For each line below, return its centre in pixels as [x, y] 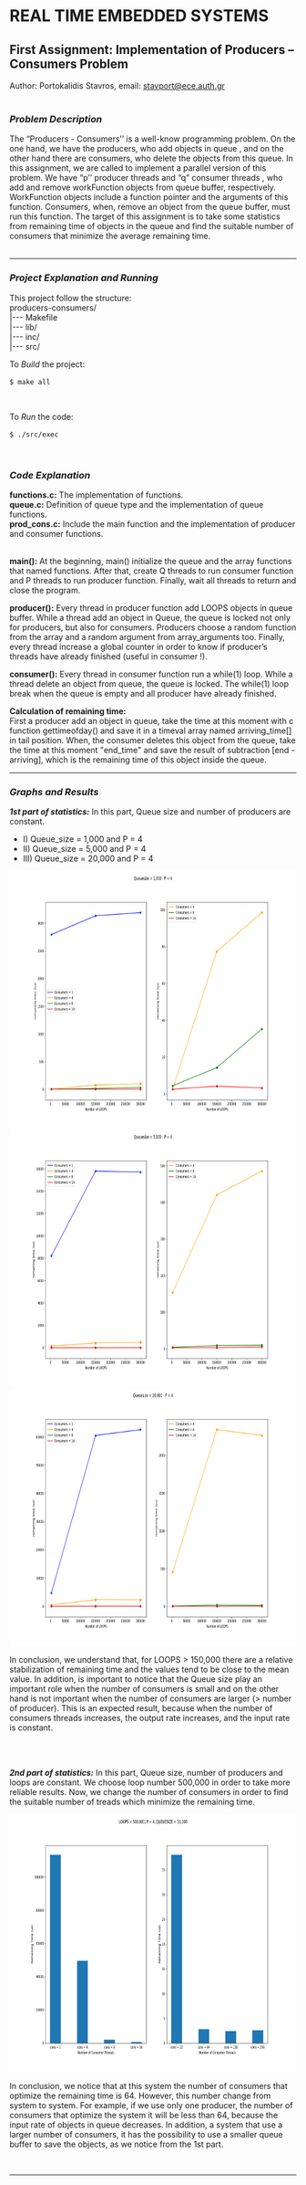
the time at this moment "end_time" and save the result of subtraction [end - [153, 750]
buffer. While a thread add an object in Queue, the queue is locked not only [150, 617]
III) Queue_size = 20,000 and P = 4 [88, 858]
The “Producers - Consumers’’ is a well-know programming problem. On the [153, 139]
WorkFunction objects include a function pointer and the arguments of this [149, 197]
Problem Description [56, 119]
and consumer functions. [56, 533]
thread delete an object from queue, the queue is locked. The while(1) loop [149, 683]
